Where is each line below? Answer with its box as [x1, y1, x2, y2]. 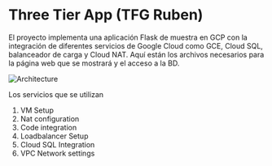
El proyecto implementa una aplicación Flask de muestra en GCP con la [8, 32, 248, 42]
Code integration [20, 122, 77, 132]
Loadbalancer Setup [20, 131, 89, 141]
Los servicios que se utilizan [8, 89, 104, 99]
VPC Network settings [20, 148, 95, 158]
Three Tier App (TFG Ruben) [8, 6, 204, 24]
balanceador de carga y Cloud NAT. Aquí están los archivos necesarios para [8, 49, 265, 59]
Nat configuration [20, 113, 80, 123]
